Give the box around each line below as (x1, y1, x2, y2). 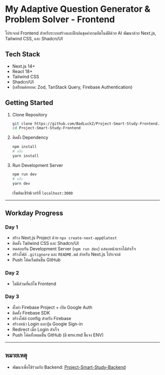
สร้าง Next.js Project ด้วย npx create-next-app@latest (12, 235, 117, 241)
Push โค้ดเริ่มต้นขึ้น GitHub (12, 257, 61, 263)
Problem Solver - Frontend (5, 14, 115, 25)
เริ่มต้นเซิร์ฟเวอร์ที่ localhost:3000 (12, 190, 73, 196)
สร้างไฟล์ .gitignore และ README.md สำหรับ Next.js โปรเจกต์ (12, 251, 121, 257)
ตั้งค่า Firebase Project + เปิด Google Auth (12, 304, 92, 310)
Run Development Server (12, 162, 63, 168)
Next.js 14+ (12, 63, 35, 69)
